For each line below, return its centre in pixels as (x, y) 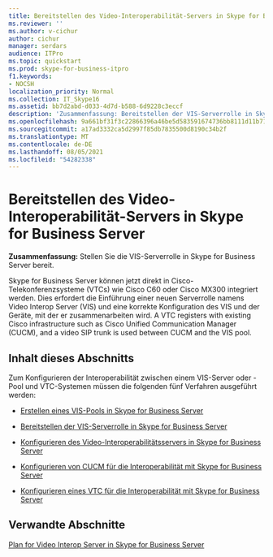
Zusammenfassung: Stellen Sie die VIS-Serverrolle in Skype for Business (132, 257)
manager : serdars (38, 46)
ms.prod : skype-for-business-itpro (69, 69)
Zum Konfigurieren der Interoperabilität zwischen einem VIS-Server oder (130, 378)
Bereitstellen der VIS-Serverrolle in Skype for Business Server (123, 426)
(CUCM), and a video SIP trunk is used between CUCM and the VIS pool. (130, 333)
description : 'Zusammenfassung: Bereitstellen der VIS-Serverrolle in (130, 114)
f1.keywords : (30, 76)
